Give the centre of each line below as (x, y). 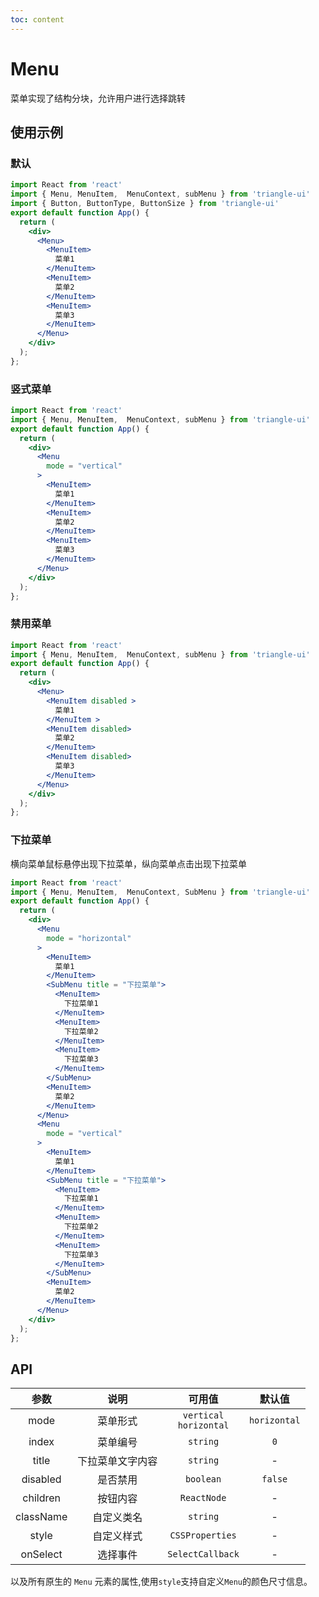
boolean (203, 1479)
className (41, 1517)
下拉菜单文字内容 (117, 1461)
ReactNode (203, 1498)
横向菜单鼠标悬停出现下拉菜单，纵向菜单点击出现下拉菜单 (128, 863)
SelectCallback (203, 1554)
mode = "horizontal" (89, 938)
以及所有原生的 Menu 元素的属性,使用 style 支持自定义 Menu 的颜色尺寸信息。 (161, 1582)
